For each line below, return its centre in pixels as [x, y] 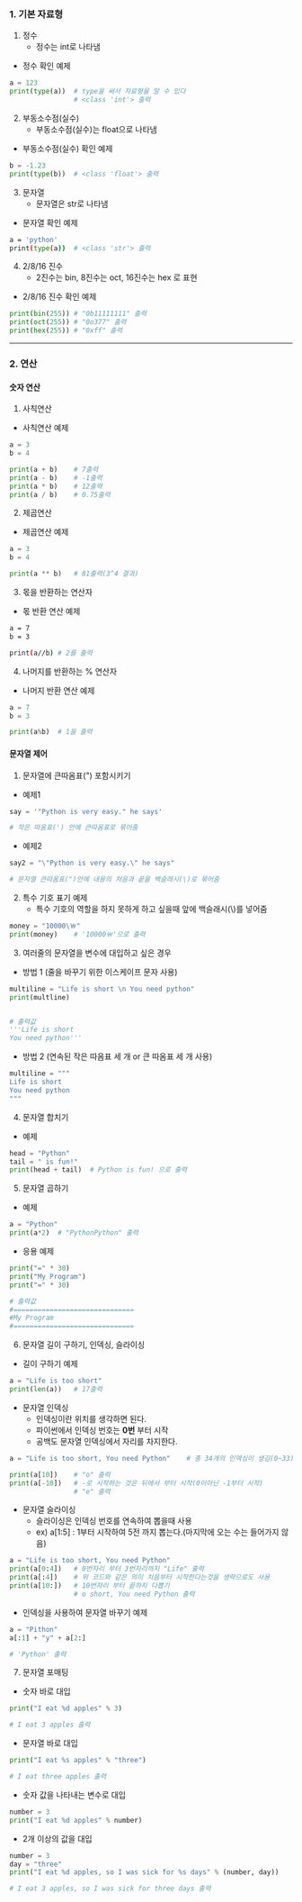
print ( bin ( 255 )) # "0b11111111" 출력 [78, 314]
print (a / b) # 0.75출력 [60, 494]
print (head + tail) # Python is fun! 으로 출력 [98, 1170]
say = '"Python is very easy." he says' [86, 811]
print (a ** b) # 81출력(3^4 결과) [74, 574]
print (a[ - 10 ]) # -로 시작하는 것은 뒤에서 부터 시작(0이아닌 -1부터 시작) [136, 1483]
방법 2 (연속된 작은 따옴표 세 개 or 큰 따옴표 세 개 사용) [117, 1056]
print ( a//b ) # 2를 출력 [51, 653]
